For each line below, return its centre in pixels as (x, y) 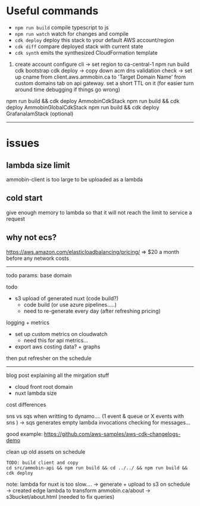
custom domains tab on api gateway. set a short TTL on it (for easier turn (104, 83)
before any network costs (38, 258)
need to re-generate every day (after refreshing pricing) (92, 311)
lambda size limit (38, 165)
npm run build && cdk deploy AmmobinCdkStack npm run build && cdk (93, 101)
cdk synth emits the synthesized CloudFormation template (86, 52)
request (16, 219)
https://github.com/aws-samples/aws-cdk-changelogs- (112, 434)
